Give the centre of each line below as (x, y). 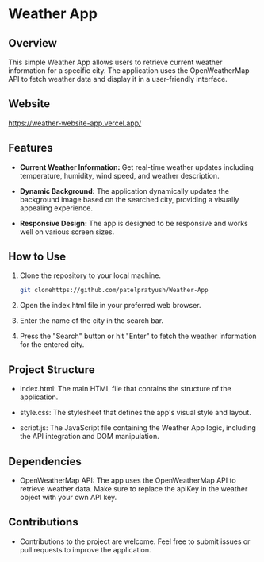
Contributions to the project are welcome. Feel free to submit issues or (135, 541)
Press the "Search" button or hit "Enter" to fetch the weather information (138, 336)
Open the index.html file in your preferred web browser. (110, 306)
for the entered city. (52, 345)
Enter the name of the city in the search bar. (92, 321)
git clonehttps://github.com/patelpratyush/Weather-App (114, 291)
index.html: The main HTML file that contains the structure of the (125, 389)
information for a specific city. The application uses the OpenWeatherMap (129, 71)
